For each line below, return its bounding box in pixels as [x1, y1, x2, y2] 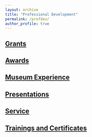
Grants [5, 39, 27, 48]
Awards [5, 57, 30, 65]
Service [5, 107, 30, 116]
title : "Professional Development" [5, 12, 78, 17]
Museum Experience [5, 73, 70, 82]
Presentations [5, 90, 49, 98]
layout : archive [5, 7, 38, 12]
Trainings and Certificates [5, 124, 87, 132]
